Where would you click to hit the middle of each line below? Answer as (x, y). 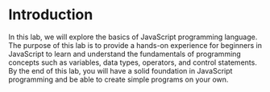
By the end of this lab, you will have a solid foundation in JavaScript (120, 70)
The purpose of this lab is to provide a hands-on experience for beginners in (135, 45)
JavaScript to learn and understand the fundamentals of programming (125, 54)
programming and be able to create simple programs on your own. (118, 79)
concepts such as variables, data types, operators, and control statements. (133, 62)
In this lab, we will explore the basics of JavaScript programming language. (133, 37)
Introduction (51, 15)
